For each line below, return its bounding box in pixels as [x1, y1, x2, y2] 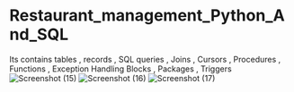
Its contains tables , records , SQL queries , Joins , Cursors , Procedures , [9, 54, 281, 64]
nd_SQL [9, 24, 69, 45]
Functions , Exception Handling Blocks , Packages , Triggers [9, 63, 232, 74]
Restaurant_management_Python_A [9, 5, 285, 26]
